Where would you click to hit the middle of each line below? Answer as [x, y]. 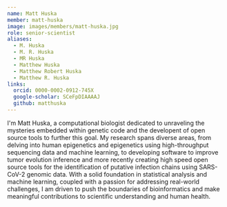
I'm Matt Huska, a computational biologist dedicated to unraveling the [106, 123]
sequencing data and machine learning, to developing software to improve [113, 152]
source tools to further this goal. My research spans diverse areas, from [109, 137]
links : [17, 84]
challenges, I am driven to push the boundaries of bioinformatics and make [113, 189]
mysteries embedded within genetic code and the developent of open [106, 130]
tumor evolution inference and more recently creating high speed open [108, 159]
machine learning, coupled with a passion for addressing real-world [103, 181]
